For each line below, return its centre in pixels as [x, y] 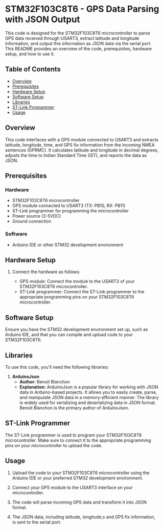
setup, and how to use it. [30, 54]
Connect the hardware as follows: [46, 272]
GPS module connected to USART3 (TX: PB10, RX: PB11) [69, 206]
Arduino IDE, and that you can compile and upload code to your [69, 335]
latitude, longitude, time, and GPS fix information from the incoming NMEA [80, 145]
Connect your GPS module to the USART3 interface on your [72, 487]
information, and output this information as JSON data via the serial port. [78, 43]
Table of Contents [33, 69]
